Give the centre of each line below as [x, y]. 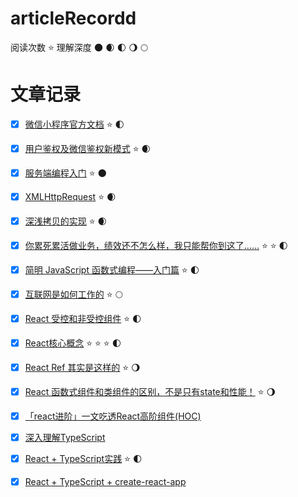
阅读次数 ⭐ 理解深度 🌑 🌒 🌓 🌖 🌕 [79, 47]
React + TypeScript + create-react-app [105, 481]
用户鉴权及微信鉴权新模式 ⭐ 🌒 [88, 148]
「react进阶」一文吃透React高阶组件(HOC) [113, 416]
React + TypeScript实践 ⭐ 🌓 [83, 458]
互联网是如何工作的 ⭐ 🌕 [73, 294]
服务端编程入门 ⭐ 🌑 [66, 173]
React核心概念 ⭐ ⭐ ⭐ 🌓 [73, 343]
